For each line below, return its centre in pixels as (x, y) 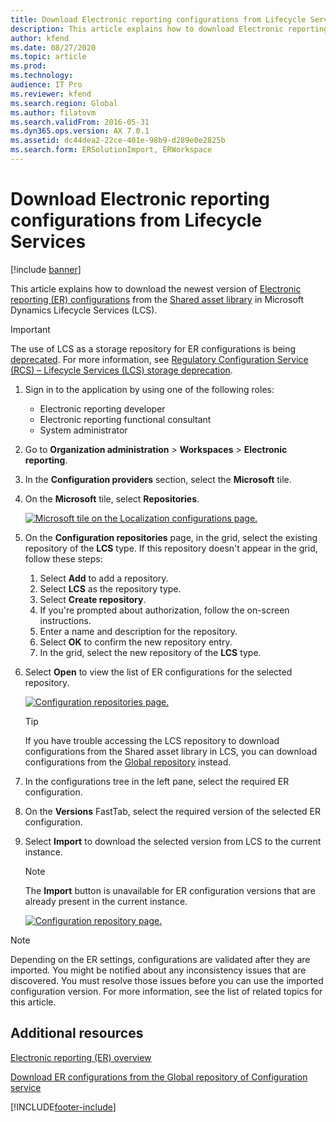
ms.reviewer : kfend (51, 94)
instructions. (65, 620)
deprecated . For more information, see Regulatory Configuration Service (159, 359)
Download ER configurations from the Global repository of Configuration (159, 1077)
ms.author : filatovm (53, 112)
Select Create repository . (93, 599)
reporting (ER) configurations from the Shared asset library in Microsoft (157, 299)
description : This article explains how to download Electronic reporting (169, 29)
